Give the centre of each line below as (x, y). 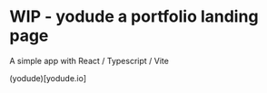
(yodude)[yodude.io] (48, 78)
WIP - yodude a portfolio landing (134, 17)
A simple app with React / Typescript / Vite (89, 60)
